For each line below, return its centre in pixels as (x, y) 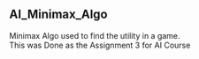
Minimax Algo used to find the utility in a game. (95, 35)
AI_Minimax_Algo (58, 15)
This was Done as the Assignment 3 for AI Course (100, 45)
